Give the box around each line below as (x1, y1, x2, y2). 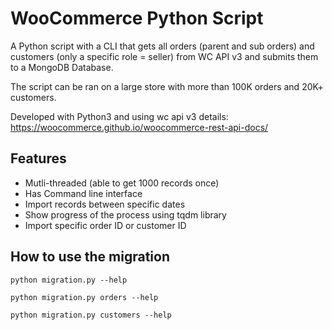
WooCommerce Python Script (10, 7, 264, 30)
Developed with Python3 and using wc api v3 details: (10, 110, 229, 122)
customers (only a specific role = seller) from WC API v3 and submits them (10, 50, 319, 62)
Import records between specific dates (24, 198, 186, 210)
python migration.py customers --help (10, 310, 172, 320)
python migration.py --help (10, 275, 128, 285)
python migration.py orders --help (10, 292, 159, 302)
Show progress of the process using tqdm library (24, 208, 227, 221)
